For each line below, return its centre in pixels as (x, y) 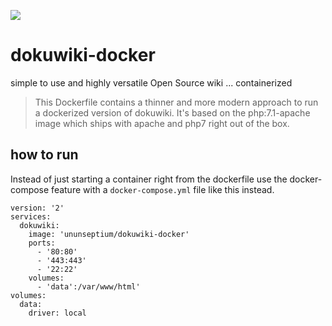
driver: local (57, 313)
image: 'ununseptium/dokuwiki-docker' (109, 234)
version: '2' (37, 208)
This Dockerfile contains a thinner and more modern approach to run (176, 102)
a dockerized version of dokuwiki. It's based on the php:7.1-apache (172, 112)
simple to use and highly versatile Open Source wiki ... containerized (151, 82)
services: (31, 216)
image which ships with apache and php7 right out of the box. (162, 123)
